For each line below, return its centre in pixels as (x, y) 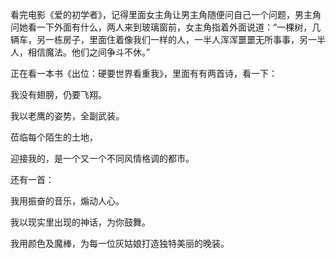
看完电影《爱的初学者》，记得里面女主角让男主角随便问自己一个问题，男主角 (166, 14)
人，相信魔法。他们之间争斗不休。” (80, 52)
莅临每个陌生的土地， (54, 137)
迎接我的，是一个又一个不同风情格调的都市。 (102, 158)
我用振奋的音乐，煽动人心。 (67, 201)
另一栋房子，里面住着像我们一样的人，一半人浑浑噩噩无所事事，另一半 (181, 39)
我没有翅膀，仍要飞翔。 (58, 94)
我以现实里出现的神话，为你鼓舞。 (80, 222)
